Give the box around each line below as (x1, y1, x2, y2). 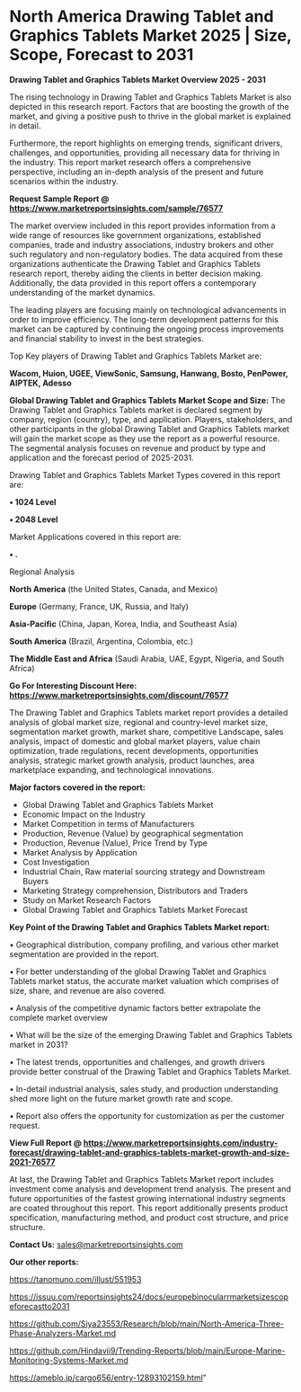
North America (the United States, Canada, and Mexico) (9, 583, 218, 594)
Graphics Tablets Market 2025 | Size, (9, 25, 292, 46)
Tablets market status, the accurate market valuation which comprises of (9, 975, 279, 986)
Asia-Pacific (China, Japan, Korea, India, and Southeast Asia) (9, 618, 238, 629)
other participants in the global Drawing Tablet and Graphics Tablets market (9, 423, 290, 434)
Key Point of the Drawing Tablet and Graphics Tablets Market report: (9, 921, 270, 932)
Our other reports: (9, 1256, 79, 1267)
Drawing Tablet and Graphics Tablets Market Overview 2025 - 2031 (9, 74, 267, 84)
